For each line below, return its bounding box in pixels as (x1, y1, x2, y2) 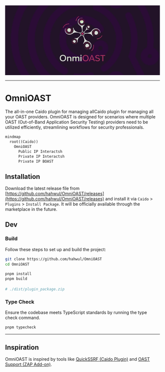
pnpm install (5, 271, 32, 276)
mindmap (5, 135, 21, 140)
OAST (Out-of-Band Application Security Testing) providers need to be (5, 119, 148, 125)
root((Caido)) (9, 140, 38, 144)
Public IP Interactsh (18, 149, 63, 154)
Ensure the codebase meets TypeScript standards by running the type (5, 310, 147, 315)
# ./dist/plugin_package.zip (5, 287, 65, 292)
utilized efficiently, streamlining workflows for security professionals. (5, 124, 144, 130)
